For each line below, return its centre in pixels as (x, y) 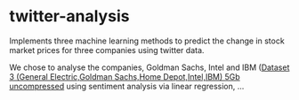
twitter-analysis (69, 16)
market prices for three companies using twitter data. (107, 50)
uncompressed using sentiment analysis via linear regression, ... (127, 86)
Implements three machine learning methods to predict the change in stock (147, 41)
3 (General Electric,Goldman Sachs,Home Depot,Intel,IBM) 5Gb (125, 76)
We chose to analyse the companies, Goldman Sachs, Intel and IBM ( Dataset (149, 67)
